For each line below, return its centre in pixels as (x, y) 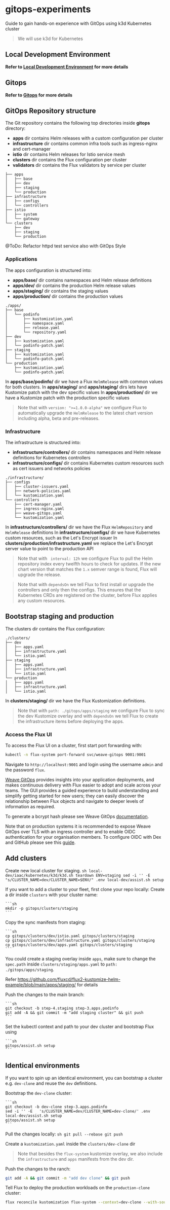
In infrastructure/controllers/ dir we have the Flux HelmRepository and (79, 527)
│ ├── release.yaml (32, 328)
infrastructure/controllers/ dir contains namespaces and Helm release (87, 452)
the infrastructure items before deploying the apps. (71, 721)
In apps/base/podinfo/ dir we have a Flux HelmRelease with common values (84, 381)
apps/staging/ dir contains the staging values (60, 291)
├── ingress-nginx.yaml (39, 509)
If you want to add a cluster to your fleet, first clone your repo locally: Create (85, 889)
